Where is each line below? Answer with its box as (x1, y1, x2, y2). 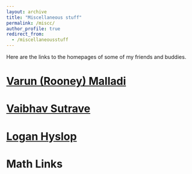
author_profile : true (6, 25, 61, 32)
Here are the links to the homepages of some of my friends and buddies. (6, 54, 187, 60)
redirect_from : (6, 31, 45, 37)
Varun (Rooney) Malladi (6, 75, 126, 88)
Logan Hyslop (6, 129, 77, 143)
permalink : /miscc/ (6, 20, 55, 26)
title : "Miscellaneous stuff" (6, 14, 82, 20)
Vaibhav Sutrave (6, 102, 91, 116)
